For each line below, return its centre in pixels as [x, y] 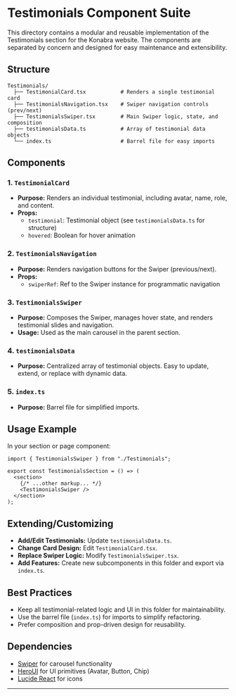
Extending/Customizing [60, 523]
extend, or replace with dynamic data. [72, 374]
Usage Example [42, 430]
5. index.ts [26, 392]
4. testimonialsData [41, 350]
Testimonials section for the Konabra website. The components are [104, 39]
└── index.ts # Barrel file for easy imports [114, 141]
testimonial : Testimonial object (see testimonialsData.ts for [116, 220]
